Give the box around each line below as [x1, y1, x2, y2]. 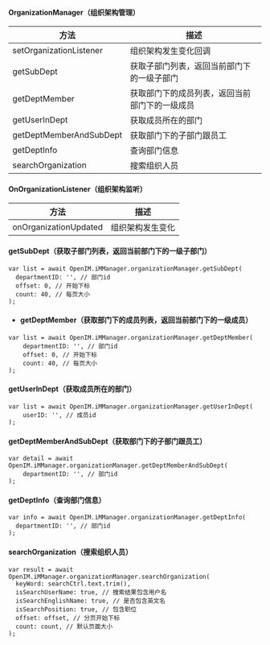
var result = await [8, 565, 74, 573]
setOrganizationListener [12, 45, 103, 56]
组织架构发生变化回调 [129, 45, 211, 56]
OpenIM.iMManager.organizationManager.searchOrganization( [8, 573, 211, 581]
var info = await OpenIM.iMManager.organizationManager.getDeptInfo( [8, 514, 247, 522]
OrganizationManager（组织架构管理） [8, 7, 140, 17]
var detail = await [8, 455, 74, 463]
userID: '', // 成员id [22, 411, 96, 420]
